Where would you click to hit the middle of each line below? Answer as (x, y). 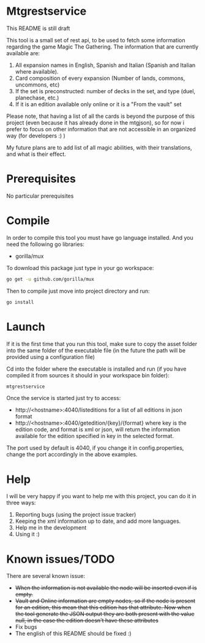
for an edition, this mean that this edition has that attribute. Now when (103, 607)
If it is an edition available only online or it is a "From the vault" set (98, 104)
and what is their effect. (36, 154)
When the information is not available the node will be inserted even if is (106, 588)
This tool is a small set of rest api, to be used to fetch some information (96, 40)
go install (20, 302)
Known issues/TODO (61, 559)
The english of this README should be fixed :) (73, 634)
